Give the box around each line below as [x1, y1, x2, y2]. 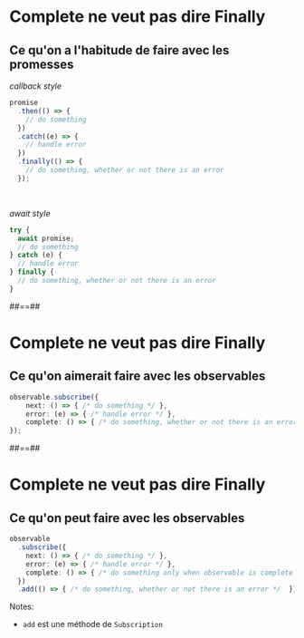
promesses [9, 56, 74, 72]
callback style [9, 81, 62, 92]
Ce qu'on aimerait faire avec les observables [9, 369, 266, 384]
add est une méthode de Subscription [22, 619, 163, 630]
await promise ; [17, 234, 75, 243]
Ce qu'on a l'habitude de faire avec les [9, 43, 230, 58]
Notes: [9, 601, 34, 613]
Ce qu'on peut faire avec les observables [9, 510, 245, 526]
